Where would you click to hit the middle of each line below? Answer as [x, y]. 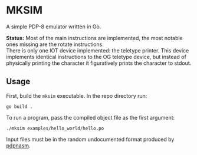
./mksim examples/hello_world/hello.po [55, 128]
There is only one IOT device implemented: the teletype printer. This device [98, 50]
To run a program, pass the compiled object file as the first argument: [91, 117]
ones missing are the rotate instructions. [55, 44]
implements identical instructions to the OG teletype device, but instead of [96, 57]
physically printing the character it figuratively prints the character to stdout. [99, 63]
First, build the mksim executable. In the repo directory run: [77, 95]
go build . [19, 107]
